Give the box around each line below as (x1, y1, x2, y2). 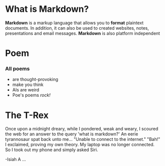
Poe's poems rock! (12, 92, 51, 98)
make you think (12, 82, 43, 87)
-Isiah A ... (5, 157, 26, 163)
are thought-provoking (12, 77, 58, 83)
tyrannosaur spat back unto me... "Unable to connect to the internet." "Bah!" (5, 136, 161, 142)
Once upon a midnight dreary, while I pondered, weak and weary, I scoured (5, 126, 159, 132)
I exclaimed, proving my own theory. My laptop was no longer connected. (5, 142, 155, 148)
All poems (5, 65, 30, 72)
